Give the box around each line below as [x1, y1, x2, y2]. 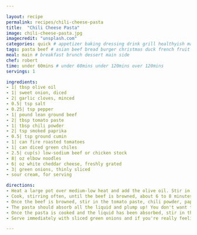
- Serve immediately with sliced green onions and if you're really [6, 215, 177, 221]
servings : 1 [6, 68, 35, 74]
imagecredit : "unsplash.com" [6, 36, 77, 42]
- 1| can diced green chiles [6, 145, 77, 150]
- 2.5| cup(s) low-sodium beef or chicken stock [6, 150, 127, 156]
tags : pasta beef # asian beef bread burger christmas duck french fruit [6, 46, 191, 53]
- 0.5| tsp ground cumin [6, 133, 67, 140]
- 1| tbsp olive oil [6, 85, 57, 90]
